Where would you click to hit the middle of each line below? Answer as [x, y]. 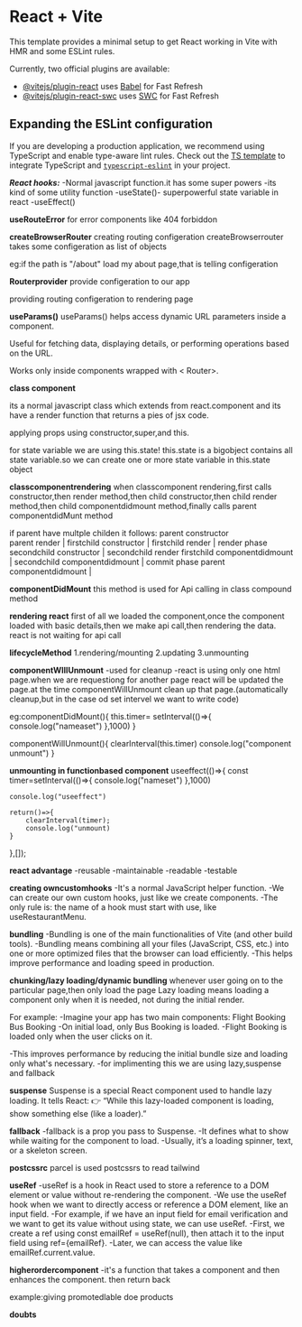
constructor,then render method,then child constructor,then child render [143, 496]
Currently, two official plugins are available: [90, 69]
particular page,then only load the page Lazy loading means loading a [139, 989]
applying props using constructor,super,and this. [99, 432]
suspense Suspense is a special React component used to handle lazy [141, 1090]
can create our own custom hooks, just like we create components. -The [144, 897]
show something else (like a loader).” [78, 1113]
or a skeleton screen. [48, 1150]
